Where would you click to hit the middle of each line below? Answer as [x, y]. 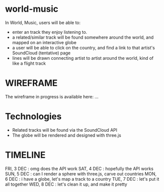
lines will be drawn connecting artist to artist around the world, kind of [83, 58]
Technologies [34, 117]
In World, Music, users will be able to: [43, 23]
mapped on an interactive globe [44, 42]
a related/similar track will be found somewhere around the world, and [83, 37]
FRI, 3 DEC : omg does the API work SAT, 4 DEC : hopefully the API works [79, 168]
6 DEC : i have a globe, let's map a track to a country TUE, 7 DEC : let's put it [82, 179]
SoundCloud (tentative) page [41, 53]
